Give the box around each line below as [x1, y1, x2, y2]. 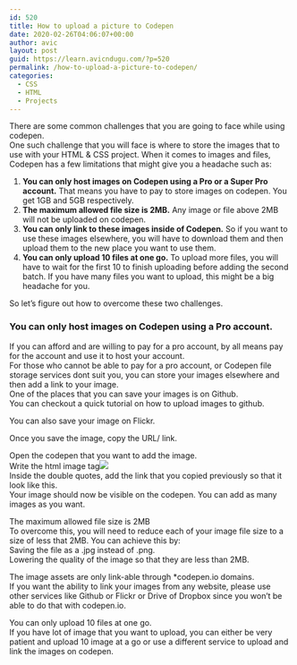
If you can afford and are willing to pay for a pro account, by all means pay [9, 341, 284, 352]
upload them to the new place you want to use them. [21, 243, 216, 253]
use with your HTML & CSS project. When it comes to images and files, [9, 149, 271, 160]
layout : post [9, 47, 58, 55]
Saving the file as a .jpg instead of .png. [9, 544, 156, 555]
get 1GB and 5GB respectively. [21, 195, 134, 206]
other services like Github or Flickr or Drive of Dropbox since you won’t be [9, 590, 283, 601]
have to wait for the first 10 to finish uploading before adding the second [21, 261, 289, 273]
